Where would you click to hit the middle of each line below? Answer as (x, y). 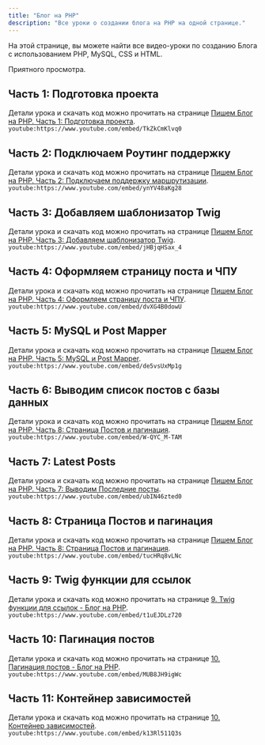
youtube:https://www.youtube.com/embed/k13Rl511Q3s (95, 734)
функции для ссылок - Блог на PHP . (68, 607)
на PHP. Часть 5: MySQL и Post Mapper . (75, 358)
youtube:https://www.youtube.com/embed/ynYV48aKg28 (95, 188)
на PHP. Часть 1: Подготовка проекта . (72, 121)
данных (28, 402)
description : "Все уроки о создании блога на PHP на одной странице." (127, 23)
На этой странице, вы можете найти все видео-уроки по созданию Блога (133, 45)
